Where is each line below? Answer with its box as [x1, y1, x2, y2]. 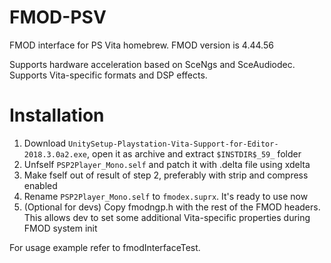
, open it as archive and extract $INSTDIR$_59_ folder [87, 147, 302, 160]
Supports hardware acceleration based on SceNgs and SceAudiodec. [9, 58, 296, 70]
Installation [9, 104, 105, 127]
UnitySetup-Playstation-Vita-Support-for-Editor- [68, 139, 279, 149]
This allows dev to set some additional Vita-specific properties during [23, 211, 311, 223]
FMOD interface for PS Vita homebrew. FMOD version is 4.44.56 [9, 39, 274, 51]
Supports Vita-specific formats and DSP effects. [9, 69, 208, 81]
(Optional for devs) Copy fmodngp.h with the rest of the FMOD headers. [23, 201, 321, 213]
